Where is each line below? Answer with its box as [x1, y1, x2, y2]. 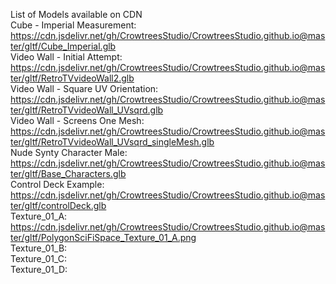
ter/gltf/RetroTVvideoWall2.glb [10, 72, 135, 84]
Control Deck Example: [10, 179, 105, 190]
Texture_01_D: [10, 264, 68, 275]
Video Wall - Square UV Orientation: [10, 83, 159, 94]
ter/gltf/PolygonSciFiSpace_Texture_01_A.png [10, 232, 197, 243]
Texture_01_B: [10, 242, 68, 254]
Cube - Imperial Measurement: [10, 19, 137, 31]
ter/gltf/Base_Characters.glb [10, 168, 127, 179]
